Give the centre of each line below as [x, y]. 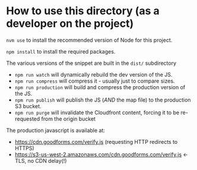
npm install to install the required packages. [61, 51]
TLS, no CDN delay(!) [41, 160]
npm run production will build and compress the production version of [100, 87]
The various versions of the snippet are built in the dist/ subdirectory [91, 63]
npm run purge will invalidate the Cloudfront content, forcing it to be [97, 112]
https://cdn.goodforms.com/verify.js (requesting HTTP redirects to [96, 141]
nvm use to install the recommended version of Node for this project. [89, 40]
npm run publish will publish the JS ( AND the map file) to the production [103, 100]
